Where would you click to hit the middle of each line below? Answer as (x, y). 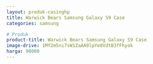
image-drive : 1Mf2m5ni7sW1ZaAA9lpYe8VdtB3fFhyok (70, 46)
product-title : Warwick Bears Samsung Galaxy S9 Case (77, 40)
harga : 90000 (23, 52)
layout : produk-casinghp (38, 12)
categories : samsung (33, 23)
